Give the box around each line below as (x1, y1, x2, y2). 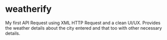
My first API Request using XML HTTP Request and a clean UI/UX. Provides (5, 20, 161, 26)
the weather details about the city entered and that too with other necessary (5, 25, 162, 31)
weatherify (5, 3, 52, 15)
